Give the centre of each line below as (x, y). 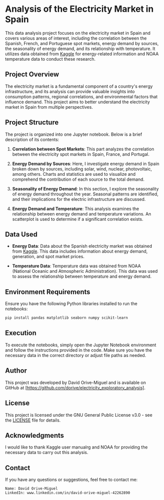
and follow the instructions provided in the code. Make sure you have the (79, 350)
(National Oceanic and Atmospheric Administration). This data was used (85, 271)
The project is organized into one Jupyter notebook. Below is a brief (74, 134)
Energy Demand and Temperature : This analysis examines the (76, 209)
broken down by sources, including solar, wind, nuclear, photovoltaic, (82, 169)
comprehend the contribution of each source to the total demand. (78, 179)
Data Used (21, 234)
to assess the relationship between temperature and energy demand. (82, 276)
